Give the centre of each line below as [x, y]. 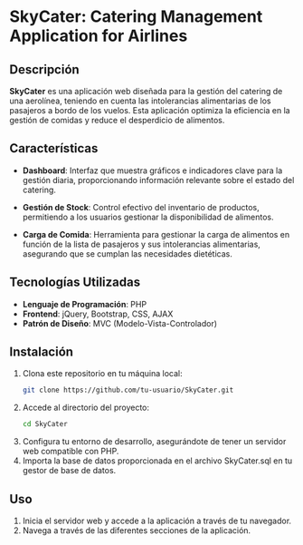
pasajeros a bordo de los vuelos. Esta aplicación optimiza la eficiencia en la [150, 110]
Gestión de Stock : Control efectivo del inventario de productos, [141, 207]
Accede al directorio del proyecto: [86, 408]
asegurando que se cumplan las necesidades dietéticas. [127, 253]
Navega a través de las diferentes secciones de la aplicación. [137, 530]
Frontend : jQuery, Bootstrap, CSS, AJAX [98, 314]
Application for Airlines [99, 36]
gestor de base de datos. [69, 471]
